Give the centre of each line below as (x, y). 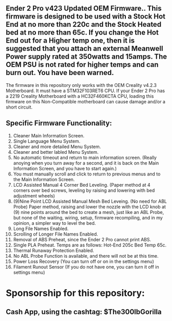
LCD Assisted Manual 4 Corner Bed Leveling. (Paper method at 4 (82, 185)
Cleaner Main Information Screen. (49, 135)
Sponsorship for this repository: (75, 293)
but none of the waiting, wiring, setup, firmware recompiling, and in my (88, 218)
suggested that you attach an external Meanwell (84, 49)
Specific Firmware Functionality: (59, 123)
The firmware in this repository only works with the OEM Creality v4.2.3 (81, 85)
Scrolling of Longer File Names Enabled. (56, 234)
